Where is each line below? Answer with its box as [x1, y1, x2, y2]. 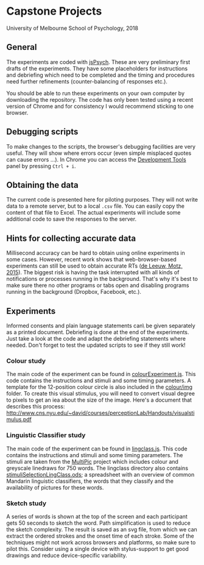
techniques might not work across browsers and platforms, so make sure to [6, 538, 196, 546]
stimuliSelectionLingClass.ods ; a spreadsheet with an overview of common [6, 471, 195, 478]
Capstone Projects [6, 4, 102, 18]
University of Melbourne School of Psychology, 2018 [6, 24, 139, 32]
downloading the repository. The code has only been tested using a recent [6, 96, 194, 103]
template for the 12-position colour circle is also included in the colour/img [6, 383, 193, 391]
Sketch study [6, 499, 47, 507]
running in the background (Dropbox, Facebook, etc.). [6, 288, 142, 296]
